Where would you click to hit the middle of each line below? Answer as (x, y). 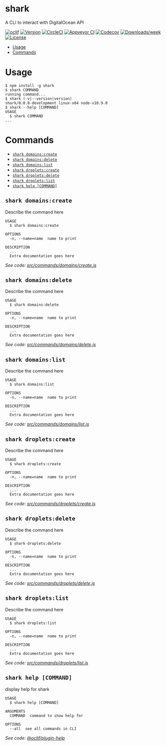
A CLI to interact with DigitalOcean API (44, 22)
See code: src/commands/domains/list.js (47, 424)
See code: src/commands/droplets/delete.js (50, 583)
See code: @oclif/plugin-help (35, 738)
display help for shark (27, 689)
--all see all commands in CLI (43, 729)
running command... (25, 94)
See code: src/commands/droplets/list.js (47, 662)
